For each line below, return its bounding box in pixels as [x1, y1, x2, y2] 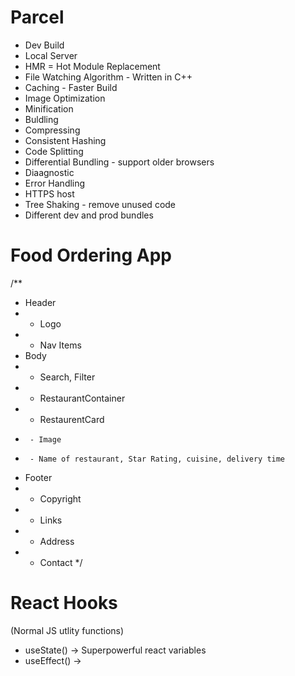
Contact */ [39, 556, 83, 568]
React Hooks [10, 592, 118, 615]
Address [39, 535, 75, 547]
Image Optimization [24, 92, 106, 104]
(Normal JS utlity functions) [10, 624, 125, 636]
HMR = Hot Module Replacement [24, 60, 161, 72]
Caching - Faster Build [24, 81, 118, 93]
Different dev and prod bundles [24, 209, 154, 221]
